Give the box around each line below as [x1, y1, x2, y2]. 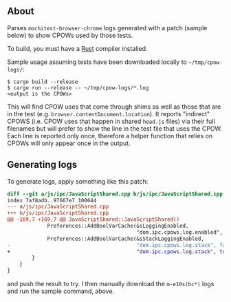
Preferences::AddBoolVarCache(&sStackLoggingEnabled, [47, 235, 205, 242]
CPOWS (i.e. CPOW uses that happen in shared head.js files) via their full [7, 117, 215, 125]
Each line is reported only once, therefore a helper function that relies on [7, 131, 213, 140]
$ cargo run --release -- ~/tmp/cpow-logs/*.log [7, 84, 149, 91]
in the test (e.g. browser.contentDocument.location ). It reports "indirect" [7, 109, 210, 118]
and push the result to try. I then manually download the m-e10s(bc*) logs [7, 280, 214, 288]
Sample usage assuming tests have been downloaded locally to [7, 58, 187, 66]
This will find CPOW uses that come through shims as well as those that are [7, 103, 221, 111]
